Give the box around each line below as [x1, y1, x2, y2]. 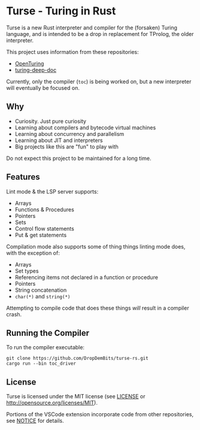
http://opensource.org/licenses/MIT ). [6, 399, 98, 407]
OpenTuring [14, 60, 44, 67]
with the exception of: [6, 249, 60, 256]
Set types [14, 267, 39, 274]
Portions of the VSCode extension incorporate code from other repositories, [6, 411, 194, 418]
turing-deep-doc [14, 66, 57, 73]
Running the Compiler [6, 328, 90, 338]
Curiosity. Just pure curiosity [14, 117, 87, 125]
